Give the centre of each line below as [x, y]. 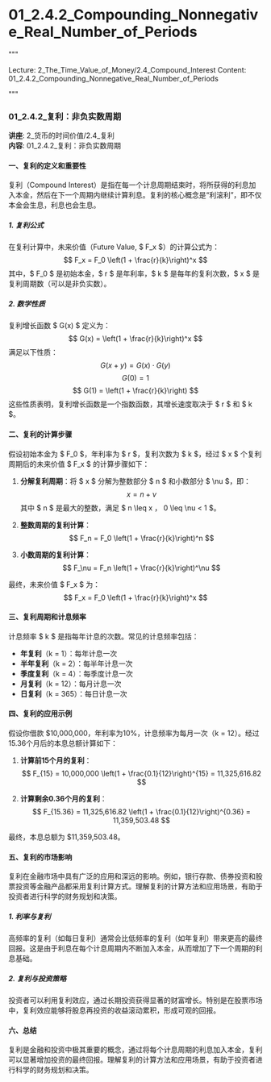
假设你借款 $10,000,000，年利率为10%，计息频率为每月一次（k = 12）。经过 [134, 733]
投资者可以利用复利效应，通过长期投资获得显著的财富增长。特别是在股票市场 [135, 1001]
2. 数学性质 [27, 304]
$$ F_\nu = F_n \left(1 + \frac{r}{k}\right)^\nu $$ [142, 568]
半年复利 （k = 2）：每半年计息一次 [76, 664]
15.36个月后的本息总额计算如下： [63, 743]
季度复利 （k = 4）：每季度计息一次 [76, 673]
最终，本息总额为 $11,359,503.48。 [67, 837]
